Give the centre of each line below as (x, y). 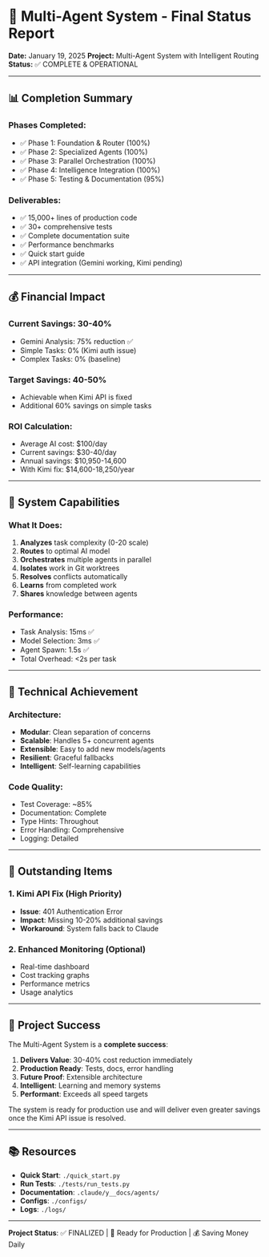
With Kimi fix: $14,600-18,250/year (77, 469)
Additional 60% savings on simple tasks (86, 405)
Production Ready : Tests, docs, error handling (96, 1068)
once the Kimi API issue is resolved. (67, 1117)
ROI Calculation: (40, 426)
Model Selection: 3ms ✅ (60, 641)
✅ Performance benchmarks (67, 245)
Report (31, 33)
